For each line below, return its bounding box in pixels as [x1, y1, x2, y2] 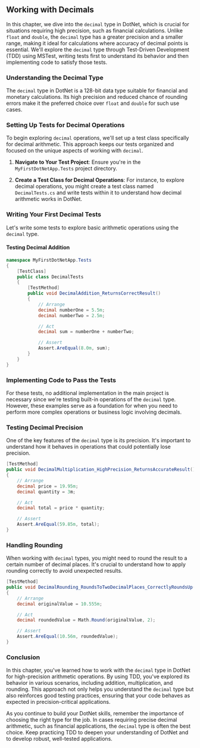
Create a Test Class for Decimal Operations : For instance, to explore [14, 176, 185, 184]
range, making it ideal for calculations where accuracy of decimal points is [6, 39, 189, 46]
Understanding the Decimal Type [6, 73, 104, 82]
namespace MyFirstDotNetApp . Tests [6, 257, 92, 263]
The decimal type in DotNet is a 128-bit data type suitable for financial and [6, 87, 188, 94]
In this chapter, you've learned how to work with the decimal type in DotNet [6, 667, 190, 674]
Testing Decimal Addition [6, 244, 70, 251]
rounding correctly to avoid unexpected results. [6, 567, 123, 575]
